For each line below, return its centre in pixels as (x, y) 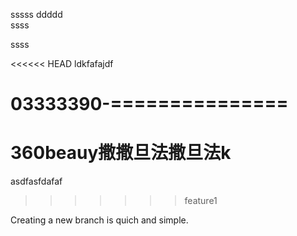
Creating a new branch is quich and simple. (99, 220)
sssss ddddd (36, 14)
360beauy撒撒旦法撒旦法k (121, 153)
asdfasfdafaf (36, 181)
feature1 (201, 201)
